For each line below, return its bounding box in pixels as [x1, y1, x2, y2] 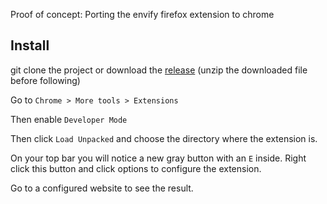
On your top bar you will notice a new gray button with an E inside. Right [10, 152, 307, 164]
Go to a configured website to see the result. [10, 182, 194, 194]
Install [10, 37, 50, 54]
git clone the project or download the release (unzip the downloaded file [10, 64, 308, 76]
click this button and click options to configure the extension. [10, 162, 262, 174]
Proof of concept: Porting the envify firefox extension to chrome [10, 9, 275, 20]
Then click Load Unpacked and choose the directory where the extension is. [10, 132, 318, 144]
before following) [10, 74, 81, 86]
